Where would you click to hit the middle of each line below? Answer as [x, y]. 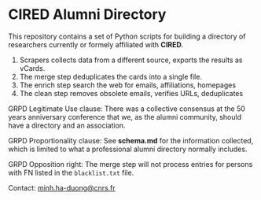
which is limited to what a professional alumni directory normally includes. [128, 149]
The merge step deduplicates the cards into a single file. [111, 76]
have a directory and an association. [67, 125]
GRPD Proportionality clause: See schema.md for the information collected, [131, 140]
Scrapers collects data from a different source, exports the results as [131, 60]
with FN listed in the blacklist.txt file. [71, 172]
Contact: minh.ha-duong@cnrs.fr [62, 187]
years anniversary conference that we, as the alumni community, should [125, 117]
